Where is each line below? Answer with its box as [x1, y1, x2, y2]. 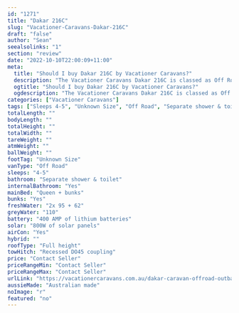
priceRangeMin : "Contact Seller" [7, 262, 107, 269]
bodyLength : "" [7, 116, 53, 123]
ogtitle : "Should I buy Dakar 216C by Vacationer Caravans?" [14, 83, 199, 90]
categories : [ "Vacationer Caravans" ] [7, 97, 119, 104]
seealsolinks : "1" [7, 43, 62, 51]
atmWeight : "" [7, 143, 50, 150]
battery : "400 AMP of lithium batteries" [7, 216, 132, 223]
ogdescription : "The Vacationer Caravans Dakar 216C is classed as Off [14, 90, 231, 97]
